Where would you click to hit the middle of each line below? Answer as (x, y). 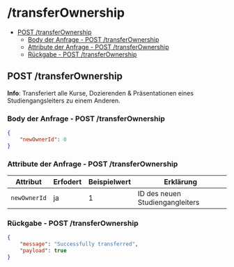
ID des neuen (159, 193)
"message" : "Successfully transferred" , (79, 244)
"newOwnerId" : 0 (44, 139)
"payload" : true (44, 251)
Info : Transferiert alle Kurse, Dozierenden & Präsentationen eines (100, 93)
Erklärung (180, 181)
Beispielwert (109, 181)
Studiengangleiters (169, 202)
